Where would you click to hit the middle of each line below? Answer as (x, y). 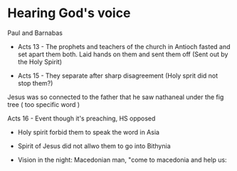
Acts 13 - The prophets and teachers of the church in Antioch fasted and (124, 46)
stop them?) (35, 83)
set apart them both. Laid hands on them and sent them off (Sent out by (123, 54)
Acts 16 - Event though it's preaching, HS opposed (81, 118)
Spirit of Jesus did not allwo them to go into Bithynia (94, 146)
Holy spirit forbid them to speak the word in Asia (89, 132)
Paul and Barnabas (35, 33)
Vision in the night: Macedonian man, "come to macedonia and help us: (122, 160)
